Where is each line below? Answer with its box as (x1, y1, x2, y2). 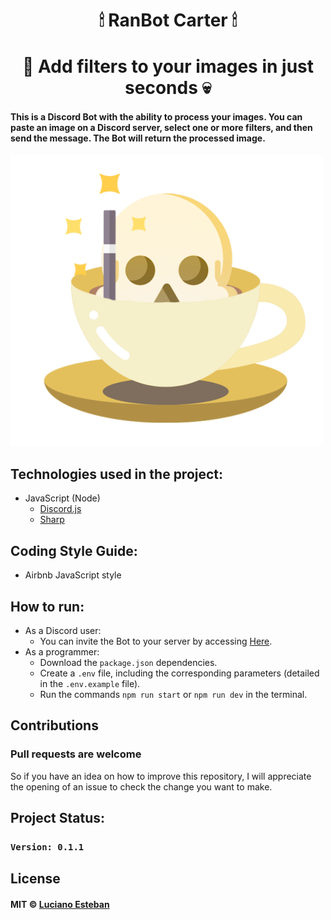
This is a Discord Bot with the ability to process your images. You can (10, 110, 303, 123)
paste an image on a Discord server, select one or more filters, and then (10, 121, 313, 133)
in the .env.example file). (39, 677, 141, 689)
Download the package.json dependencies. (39, 656, 218, 668)
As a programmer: (24, 645, 100, 658)
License (10, 870, 61, 888)
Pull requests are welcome (10, 747, 142, 761)
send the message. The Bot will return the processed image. (10, 132, 266, 144)
